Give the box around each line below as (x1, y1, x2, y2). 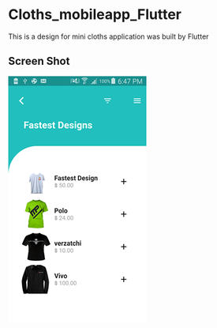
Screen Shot (8, 55, 70, 68)
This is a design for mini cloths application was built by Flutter (8, 32, 209, 41)
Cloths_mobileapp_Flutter (8, 6, 181, 24)
